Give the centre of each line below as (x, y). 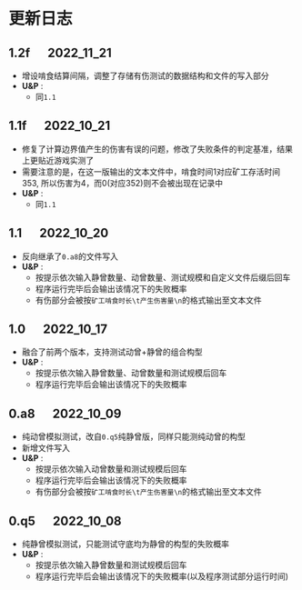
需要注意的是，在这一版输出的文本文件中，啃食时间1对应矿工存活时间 (151, 171)
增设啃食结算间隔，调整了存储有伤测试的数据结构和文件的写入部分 (145, 75)
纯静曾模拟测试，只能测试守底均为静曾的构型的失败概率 (125, 544)
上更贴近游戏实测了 (58, 160)
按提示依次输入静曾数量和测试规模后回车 (111, 565)
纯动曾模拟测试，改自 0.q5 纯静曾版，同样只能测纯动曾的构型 (134, 436)
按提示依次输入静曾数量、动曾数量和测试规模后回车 (131, 373)
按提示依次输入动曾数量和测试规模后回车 (111, 469)
